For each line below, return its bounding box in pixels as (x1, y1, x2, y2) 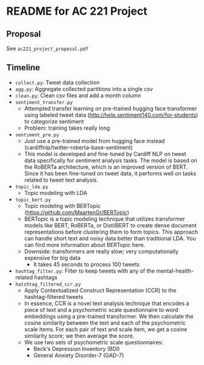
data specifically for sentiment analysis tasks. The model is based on (24, 157, 198, 164)
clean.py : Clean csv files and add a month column (15, 92, 141, 99)
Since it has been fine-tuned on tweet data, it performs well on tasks (24, 169, 197, 177)
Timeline (6, 62, 41, 73)
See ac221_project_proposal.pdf (6, 45, 89, 52)
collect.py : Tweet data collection (15, 78, 100, 86)
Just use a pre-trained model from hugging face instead (24, 137, 166, 144)
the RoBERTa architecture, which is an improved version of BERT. (24, 163, 188, 171)
